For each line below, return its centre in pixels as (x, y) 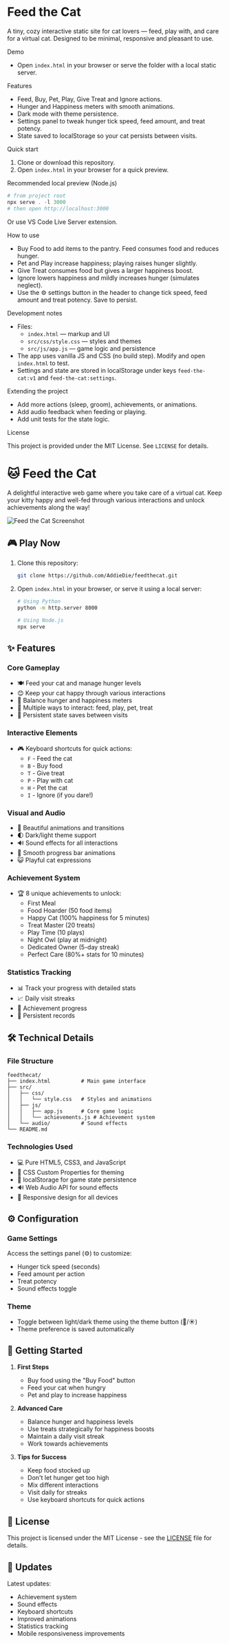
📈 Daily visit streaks (46, 998)
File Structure (30, 1060)
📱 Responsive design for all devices (67, 1197)
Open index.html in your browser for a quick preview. (93, 169)
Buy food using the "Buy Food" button (81, 1380)
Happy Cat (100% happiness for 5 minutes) (88, 918)
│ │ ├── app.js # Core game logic (70, 1111)
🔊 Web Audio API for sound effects (67, 1187)
